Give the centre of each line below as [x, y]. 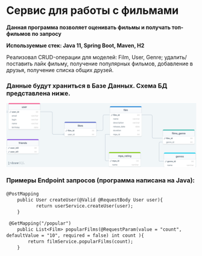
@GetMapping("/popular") [40, 223]
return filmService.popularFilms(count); [81, 241]
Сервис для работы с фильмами [93, 11]
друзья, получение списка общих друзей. [60, 70]
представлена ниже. [38, 93]
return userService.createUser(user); [85, 206]
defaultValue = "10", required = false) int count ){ [75, 235]
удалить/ [175, 57]
